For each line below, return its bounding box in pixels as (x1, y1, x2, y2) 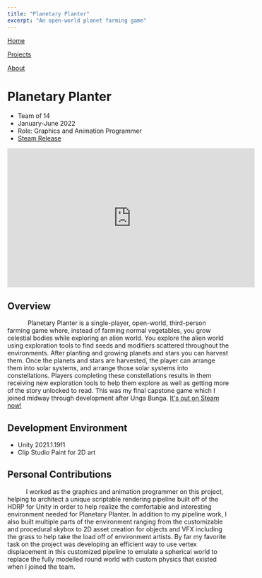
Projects (7, 50, 32, 59)
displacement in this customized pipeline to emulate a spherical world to (7, 547, 218, 555)
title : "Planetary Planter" (7, 10, 90, 18)
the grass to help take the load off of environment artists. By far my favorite (7, 532, 227, 541)
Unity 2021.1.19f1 (17, 441, 66, 449)
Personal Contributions (7, 468, 112, 480)
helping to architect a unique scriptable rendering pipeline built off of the (7, 495, 219, 503)
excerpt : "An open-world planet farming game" (7, 17, 147, 24)
